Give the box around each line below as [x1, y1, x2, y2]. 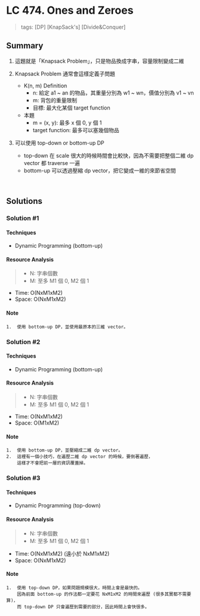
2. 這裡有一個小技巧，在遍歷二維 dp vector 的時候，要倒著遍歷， [6, 454, 153, 460]
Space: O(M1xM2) [14, 419, 60, 426]
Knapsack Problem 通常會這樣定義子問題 [14, 70, 115, 77]
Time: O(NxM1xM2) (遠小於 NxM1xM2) [14, 550, 110, 557]
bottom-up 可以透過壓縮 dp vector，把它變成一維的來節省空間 [23, 167, 176, 174]
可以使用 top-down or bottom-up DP [14, 139, 104, 147]
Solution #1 [6, 214, 39, 222]
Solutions [6, 196, 43, 206]
